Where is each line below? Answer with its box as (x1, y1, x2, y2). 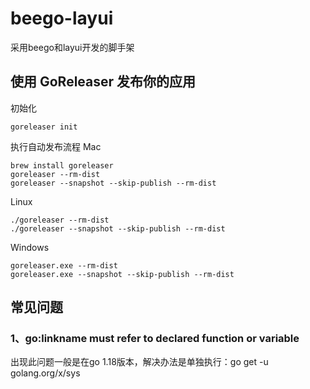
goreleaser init (10, 122, 78, 132)
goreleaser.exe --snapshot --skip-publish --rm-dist (10, 269, 235, 279)
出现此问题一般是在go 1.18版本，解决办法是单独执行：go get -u (10, 356, 269, 368)
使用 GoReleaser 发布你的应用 (10, 73, 197, 91)
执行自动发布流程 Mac (10, 140, 102, 152)
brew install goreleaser (10, 160, 114, 171)
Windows (10, 241, 50, 253)
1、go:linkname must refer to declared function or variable (10, 332, 300, 346)
